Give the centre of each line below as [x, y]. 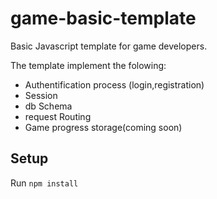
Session [41, 95]
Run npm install [44, 183]
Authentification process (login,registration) [114, 84]
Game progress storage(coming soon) [103, 127]
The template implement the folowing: [88, 65]
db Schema [48, 106]
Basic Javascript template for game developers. [109, 46]
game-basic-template [103, 18]
